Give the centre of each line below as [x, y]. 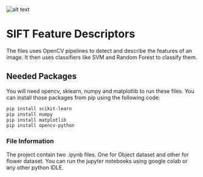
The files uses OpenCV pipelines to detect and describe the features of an [99, 50]
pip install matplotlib [36, 120]
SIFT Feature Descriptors [71, 34]
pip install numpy [29, 114]
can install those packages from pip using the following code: [83, 97]
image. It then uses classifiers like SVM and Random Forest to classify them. [102, 57]
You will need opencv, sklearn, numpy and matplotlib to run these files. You [100, 91]
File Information [30, 141]
